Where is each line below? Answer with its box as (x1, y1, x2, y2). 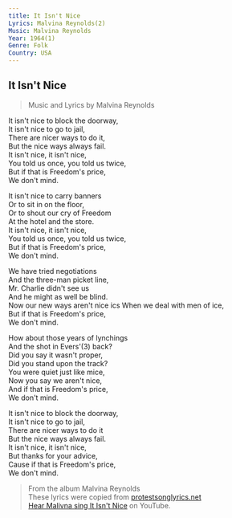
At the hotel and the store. (8, 216, 95, 226)
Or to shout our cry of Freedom (8, 208, 112, 218)
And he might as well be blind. (8, 292, 108, 301)
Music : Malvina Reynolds (8, 27, 92, 35)
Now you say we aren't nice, (8, 375, 103, 385)
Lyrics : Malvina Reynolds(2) (8, 19, 106, 27)
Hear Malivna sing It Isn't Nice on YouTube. (27, 500, 171, 510)
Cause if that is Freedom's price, (8, 459, 116, 469)
